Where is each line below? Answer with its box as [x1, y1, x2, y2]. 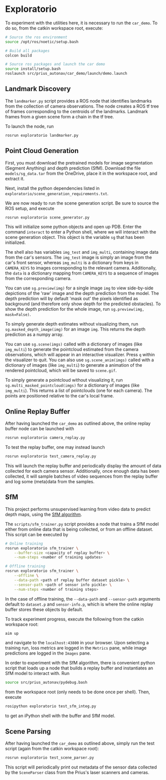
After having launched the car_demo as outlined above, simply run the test [5, 740, 155, 746]
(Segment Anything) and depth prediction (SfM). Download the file [5, 165, 141, 171]
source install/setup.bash [5, 66, 61, 71]
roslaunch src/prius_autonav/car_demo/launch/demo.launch [5, 71, 127, 76]
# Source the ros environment [5, 35, 68, 40]
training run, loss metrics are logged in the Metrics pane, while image [5, 645, 147, 651]
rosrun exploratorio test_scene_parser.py [5, 755, 94, 760]
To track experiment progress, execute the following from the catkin [5, 616, 144, 622]
